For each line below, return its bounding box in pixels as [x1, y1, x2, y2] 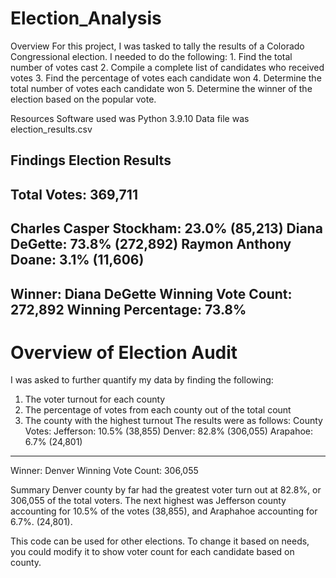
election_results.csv [10, 123, 93, 135]
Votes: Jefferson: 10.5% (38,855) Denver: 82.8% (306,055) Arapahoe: [24, 425, 314, 437]
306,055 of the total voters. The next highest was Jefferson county [10, 495, 287, 507]
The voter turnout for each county [24, 393, 166, 406]
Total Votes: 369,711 [10, 186, 138, 203]
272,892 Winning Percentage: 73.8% [10, 301, 247, 318]
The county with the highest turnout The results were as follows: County [24, 415, 323, 427]
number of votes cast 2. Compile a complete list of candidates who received [10, 61, 325, 73]
